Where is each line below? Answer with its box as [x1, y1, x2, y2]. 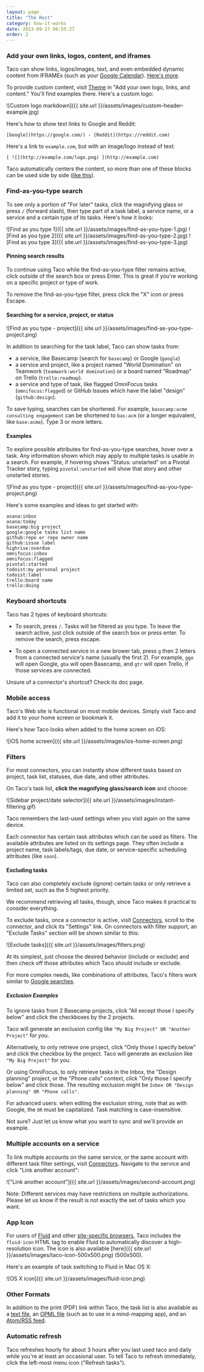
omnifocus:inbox [6, 551, 47, 557]
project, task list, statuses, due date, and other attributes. [6, 773, 150, 780]
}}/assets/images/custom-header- [97, 102, 184, 110]
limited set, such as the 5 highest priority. [6, 887, 110, 894]
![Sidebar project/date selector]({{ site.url [6, 797, 111, 804]
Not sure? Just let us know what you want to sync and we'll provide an [6, 1118, 183, 1125]
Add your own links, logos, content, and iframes [6, 52, 151, 60]
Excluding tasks [6, 866, 47, 874]
